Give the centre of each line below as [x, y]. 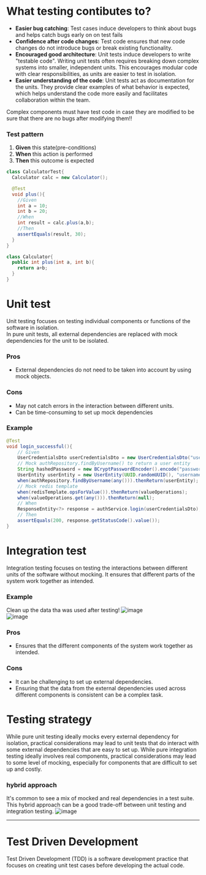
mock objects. [33, 376]
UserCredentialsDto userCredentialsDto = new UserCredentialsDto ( [104, 458]
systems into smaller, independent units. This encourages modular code [106, 67]
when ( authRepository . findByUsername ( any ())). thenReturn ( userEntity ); [108, 480]
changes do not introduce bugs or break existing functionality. [94, 48]
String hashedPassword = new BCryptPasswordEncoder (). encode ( [98, 469]
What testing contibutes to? [79, 11]
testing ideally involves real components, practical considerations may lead [101, 756]
